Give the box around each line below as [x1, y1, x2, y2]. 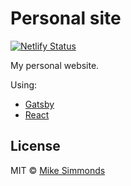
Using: [10, 78, 38, 91]
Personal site [10, 7, 122, 30]
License [10, 138, 61, 155]
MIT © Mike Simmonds [10, 164, 106, 176]
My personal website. [10, 59, 100, 71]
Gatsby [24, 98, 55, 110]
